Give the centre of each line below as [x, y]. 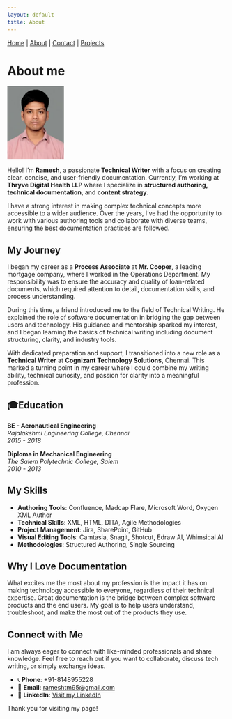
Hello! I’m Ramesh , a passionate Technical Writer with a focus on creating [114, 170]
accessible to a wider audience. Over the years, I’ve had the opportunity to [114, 213]
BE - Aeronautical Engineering [52, 426]
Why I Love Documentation [67, 566]
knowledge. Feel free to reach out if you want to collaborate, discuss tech [113, 659]
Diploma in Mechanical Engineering [60, 454]
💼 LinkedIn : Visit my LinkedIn [59, 695]
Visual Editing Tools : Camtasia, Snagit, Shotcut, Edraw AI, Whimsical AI [120, 537]
